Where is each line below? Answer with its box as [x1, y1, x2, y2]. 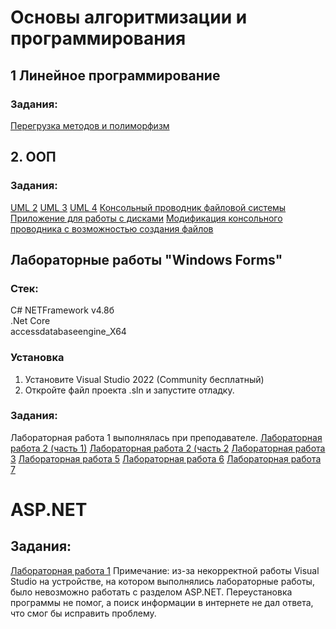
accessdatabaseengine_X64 [10, 326, 127, 338]
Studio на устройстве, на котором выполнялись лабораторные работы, [10, 575, 315, 587]
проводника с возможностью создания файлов [10, 222, 214, 235]
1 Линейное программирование [10, 67, 221, 84]
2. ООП [10, 149, 57, 166]
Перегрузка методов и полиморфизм [10, 119, 170, 131]
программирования [10, 27, 187, 50]
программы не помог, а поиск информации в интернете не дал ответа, [10, 596, 314, 608]
